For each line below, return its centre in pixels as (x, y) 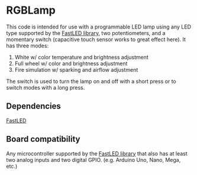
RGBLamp (31, 10)
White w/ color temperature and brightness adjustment (82, 57)
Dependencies (33, 106)
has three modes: (28, 46)
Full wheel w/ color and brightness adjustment (71, 63)
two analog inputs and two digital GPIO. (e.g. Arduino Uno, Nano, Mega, (93, 160)
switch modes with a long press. (46, 87)
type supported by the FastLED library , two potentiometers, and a (86, 33)
